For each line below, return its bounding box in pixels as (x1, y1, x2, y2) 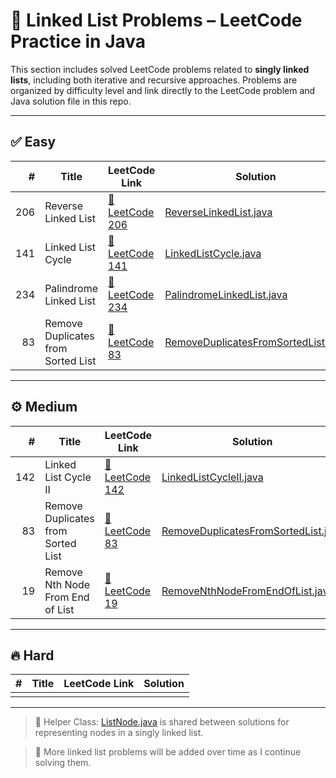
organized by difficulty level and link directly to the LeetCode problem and (10, 84, 316, 96)
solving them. (34, 757, 92, 769)
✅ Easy (10, 134, 57, 151)
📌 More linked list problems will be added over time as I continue (34, 746, 302, 758)
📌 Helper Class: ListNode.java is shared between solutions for (34, 716, 290, 728)
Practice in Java (10, 30, 147, 53)
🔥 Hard (10, 647, 55, 664)
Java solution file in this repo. (10, 95, 132, 107)
